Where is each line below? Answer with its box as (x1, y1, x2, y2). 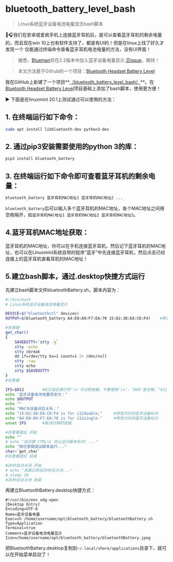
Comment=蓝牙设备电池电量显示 (5, 531, 63, 536)
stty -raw (14, 358, 36, 364)
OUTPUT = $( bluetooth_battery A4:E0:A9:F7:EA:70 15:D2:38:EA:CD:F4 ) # (5, 316, 162, 321)
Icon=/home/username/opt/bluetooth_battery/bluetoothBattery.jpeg (5, 535, 151, 540)
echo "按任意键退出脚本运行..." (5, 444, 67, 449)
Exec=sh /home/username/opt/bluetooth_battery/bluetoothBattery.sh (5, 516, 153, 522)
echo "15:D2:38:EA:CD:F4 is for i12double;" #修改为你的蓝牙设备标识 (5, 411, 159, 416)
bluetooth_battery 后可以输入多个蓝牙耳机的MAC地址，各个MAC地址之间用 (5, 205, 165, 211)
